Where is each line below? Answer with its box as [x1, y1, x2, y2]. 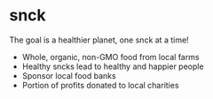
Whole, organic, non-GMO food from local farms [21, 51, 200, 62]
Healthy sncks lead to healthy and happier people [21, 61, 204, 72]
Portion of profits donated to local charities [21, 80, 179, 90]
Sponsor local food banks [21, 70, 117, 80]
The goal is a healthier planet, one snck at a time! [9, 34, 189, 45]
